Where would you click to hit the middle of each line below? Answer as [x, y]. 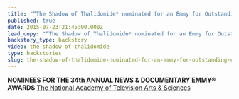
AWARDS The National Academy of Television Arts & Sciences [99, 87]
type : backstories [34, 54]
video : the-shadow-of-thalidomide [59, 47]
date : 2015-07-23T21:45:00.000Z [55, 27]
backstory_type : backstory [47, 40]
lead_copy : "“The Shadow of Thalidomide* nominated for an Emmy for [111, 34]
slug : [15, 60]
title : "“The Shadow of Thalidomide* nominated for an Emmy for [105, 14]
